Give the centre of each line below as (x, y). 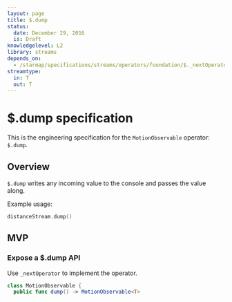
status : (18, 26)
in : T (21, 78)
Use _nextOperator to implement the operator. (72, 273)
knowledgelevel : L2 (35, 46)
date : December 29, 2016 (49, 33)
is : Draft (27, 39)
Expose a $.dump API (44, 258)
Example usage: (30, 204)
